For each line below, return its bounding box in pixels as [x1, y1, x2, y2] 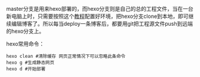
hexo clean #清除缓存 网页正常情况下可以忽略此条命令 [6, 53, 125, 59]
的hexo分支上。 [6, 27, 45, 35]
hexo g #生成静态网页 [6, 60, 55, 66]
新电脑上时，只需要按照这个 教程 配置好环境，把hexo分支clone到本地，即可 [6, 13, 189, 20]
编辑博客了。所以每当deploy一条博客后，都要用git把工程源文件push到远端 [11, 20, 193, 27]
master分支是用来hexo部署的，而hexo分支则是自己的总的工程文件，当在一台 [6, 5, 194, 12]
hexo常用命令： [6, 41, 45, 47]
